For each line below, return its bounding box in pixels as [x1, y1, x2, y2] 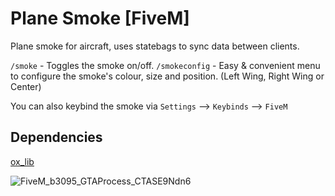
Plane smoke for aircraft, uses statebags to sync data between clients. [10, 40, 300, 52]
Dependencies [10, 129, 103, 146]
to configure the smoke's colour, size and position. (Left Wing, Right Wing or [10, 70, 325, 82]
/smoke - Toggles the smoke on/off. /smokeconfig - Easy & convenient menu [10, 59, 321, 71]
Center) [10, 80, 42, 92]
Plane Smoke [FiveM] [10, 7, 190, 30]
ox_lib [10, 155, 35, 167]
